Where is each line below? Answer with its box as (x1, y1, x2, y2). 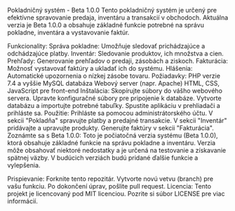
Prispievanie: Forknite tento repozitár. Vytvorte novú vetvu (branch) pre (7, 175, 214, 183)
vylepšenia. (7, 161, 41, 169)
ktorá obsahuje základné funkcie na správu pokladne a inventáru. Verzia (7, 139, 216, 147)
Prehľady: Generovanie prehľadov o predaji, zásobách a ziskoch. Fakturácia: (7, 57, 228, 65)
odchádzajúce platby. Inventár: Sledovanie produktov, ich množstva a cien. (7, 49, 224, 57)
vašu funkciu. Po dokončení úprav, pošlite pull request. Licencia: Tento (7, 182, 212, 190)
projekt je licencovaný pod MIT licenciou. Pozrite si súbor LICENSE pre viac (7, 189, 225, 198)
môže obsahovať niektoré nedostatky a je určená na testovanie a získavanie (7, 147, 227, 154)
